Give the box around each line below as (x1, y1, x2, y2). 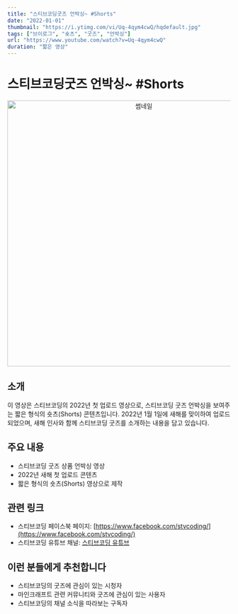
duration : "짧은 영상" (7, 43, 69, 50)
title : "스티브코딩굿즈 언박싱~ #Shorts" (7, 10, 117, 18)
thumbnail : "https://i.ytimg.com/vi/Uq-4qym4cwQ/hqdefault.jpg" (7, 23, 201, 30)
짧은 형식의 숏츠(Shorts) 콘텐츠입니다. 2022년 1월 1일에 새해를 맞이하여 (14, 409, 212, 418)
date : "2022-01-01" (7, 17, 65, 24)
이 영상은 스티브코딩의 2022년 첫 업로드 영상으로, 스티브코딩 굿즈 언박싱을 (7, 401, 212, 409)
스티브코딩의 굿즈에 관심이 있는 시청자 (17, 581, 123, 590)
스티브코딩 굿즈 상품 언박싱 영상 (17, 462, 105, 470)
